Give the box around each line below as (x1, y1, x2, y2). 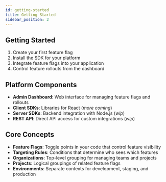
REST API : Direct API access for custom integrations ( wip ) (12, 116, 135, 121)
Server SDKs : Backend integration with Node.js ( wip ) (12, 110, 125, 116)
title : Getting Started (5, 12, 56, 17)
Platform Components (5, 80, 77, 89)
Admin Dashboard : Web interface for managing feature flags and (12, 94, 151, 100)
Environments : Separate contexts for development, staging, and (12, 165, 149, 171)
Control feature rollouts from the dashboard (12, 66, 105, 72)
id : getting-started (5, 7, 50, 13)
